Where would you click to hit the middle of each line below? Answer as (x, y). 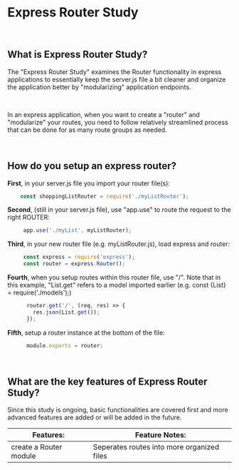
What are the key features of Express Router (107, 381)
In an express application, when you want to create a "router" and (104, 114)
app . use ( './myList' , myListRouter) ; (78, 230)
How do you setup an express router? (92, 166)
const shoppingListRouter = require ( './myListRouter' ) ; (105, 196)
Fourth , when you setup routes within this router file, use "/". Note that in (114, 277)
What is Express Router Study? (78, 55)
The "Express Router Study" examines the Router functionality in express (115, 71)
